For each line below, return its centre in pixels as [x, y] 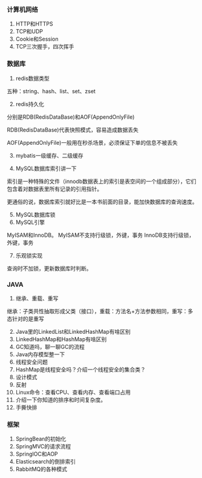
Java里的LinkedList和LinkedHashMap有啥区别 [73, 331]
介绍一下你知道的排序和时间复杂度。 [61, 400]
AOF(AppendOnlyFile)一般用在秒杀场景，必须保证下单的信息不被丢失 [92, 142]
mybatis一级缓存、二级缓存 [49, 155]
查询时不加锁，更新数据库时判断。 [49, 268]
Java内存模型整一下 [40, 354]
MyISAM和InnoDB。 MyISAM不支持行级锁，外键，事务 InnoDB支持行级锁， [101, 235]
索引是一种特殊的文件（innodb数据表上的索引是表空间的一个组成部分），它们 [102, 181]
